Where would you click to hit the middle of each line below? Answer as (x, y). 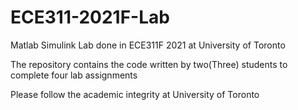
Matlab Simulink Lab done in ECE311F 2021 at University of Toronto (148, 45)
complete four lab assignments (74, 75)
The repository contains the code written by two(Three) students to (149, 64)
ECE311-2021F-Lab (90, 17)
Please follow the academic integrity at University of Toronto (135, 94)
